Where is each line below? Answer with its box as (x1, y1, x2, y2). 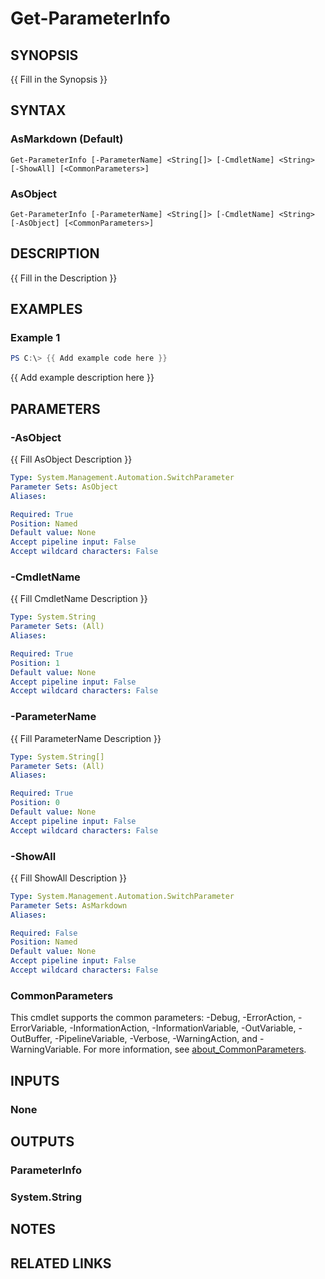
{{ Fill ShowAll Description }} (10, 872, 128, 884)
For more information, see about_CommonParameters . (83, 1043, 307, 1056)
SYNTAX (10, 102, 67, 119)
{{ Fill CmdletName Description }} (10, 593, 148, 605)
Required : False (10, 928, 78, 938)
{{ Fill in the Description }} (10, 272, 118, 284)
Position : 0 (10, 798, 60, 808)
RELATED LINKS (10, 1255, 112, 1272)
